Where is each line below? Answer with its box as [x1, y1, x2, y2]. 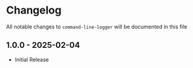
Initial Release [14, 56, 49, 63]
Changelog [6, 4, 62, 17]
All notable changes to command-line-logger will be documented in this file [6, 23, 188, 30]
